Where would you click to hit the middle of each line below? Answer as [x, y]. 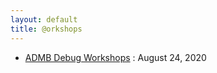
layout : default [44, 19]
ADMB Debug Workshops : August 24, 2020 [115, 57]
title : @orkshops [46, 29]
